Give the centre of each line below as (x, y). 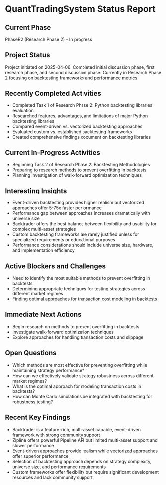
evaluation (23, 110)
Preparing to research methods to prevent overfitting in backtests (79, 170)
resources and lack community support (52, 477)
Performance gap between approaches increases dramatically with (81, 213)
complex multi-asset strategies (44, 229)
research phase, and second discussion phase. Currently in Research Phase (83, 72)
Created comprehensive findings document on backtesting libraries (81, 137)
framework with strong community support (56, 435)
